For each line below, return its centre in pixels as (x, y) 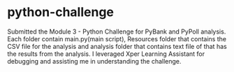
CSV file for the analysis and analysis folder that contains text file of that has (117, 46)
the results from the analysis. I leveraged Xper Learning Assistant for (106, 54)
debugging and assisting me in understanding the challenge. (94, 61)
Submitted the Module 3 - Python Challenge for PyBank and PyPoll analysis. (117, 31)
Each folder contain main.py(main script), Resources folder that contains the (117, 38)
